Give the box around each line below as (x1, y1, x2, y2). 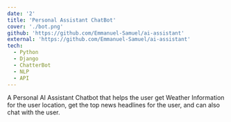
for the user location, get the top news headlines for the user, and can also (7, 101, 221, 110)
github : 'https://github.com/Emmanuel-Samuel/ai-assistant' (7, 29, 185, 37)
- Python (13, 49, 39, 56)
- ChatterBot (13, 62, 51, 69)
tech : (7, 42, 23, 49)
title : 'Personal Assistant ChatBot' (7, 17, 117, 24)
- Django (13, 55, 39, 62)
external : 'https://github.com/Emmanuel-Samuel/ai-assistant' (7, 36, 191, 43)
